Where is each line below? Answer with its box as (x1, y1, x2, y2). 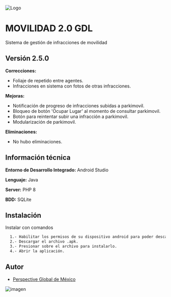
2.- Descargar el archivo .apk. (10, 239, 79, 244)
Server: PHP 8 (5, 186, 36, 193)
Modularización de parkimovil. (12, 118, 76, 125)
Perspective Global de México (12, 276, 76, 282)
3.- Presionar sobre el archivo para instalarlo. (10, 244, 117, 249)
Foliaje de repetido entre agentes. (12, 77, 83, 83)
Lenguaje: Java (5, 176, 38, 183)
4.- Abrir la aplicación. (10, 249, 65, 254)
